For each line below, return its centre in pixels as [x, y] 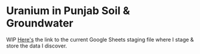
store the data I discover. [37, 46]
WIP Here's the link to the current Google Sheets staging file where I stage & [100, 39]
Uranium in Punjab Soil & [68, 11]
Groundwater [40, 23]
